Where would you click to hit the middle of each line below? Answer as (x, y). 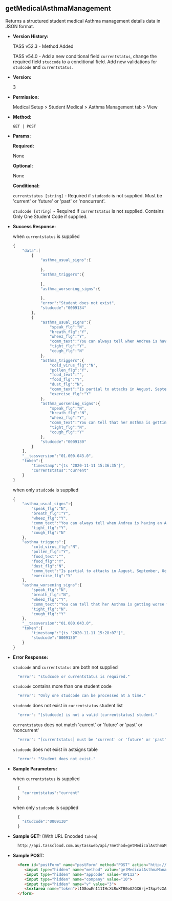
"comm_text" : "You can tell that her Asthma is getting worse (98, 604)
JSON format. (20, 26)
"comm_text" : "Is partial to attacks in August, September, (95, 571)
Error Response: (30, 657)
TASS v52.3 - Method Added (43, 46)
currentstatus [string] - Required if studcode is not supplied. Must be (88, 195)
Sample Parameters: (35, 768)
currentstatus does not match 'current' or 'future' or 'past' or (78, 725)
